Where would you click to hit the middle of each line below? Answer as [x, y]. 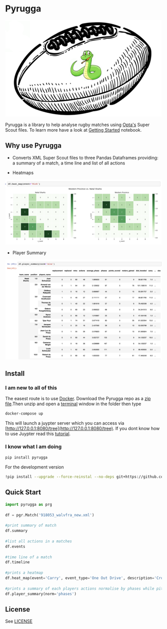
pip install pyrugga [27, 458]
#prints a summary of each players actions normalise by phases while [80, 589]
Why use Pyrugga [34, 146]
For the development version [35, 467]
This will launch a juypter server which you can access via [65, 423]
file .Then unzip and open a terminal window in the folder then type [73, 404]
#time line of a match [29, 557]
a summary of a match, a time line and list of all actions [69, 163]
